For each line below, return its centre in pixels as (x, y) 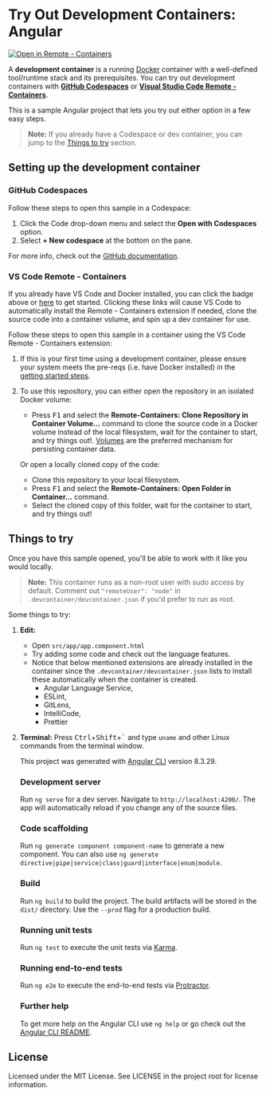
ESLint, (55, 696)
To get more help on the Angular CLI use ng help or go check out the (133, 1023)
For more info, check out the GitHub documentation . (94, 255)
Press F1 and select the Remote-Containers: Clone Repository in (140, 415)
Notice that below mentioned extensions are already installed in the (142, 662)
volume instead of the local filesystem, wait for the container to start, (145, 432)
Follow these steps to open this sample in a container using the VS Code (127, 334)
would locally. (31, 566)
